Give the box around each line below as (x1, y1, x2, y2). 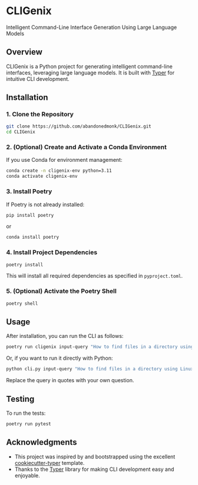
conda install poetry (6, 235, 60, 240)
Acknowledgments (6, 437, 78, 447)
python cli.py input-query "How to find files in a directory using (6, 366, 178, 372)
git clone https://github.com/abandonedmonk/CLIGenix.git (6, 123, 151, 129)
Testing (6, 394, 35, 404)
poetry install (6, 262, 44, 268)
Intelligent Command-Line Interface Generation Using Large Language (6, 24, 177, 31)
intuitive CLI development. (6, 75, 70, 82)
